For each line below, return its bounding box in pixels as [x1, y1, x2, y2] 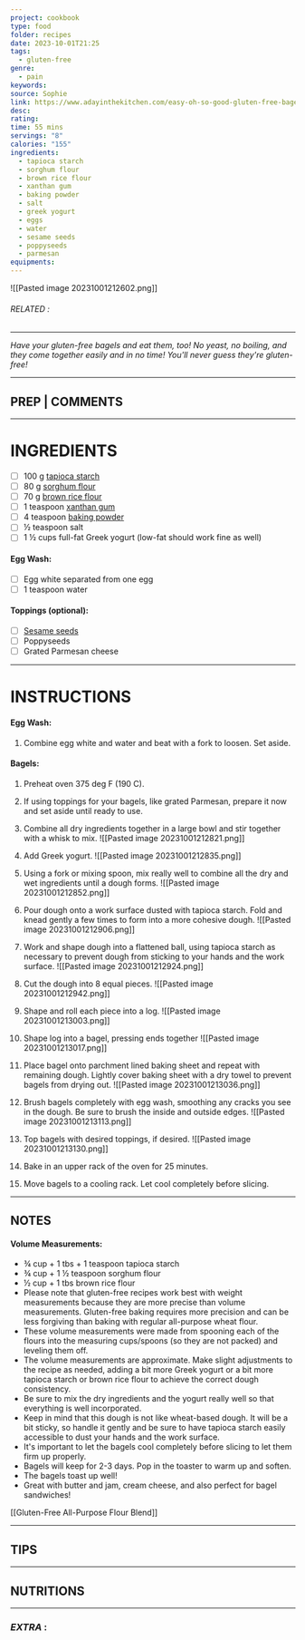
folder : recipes [10, 30, 71, 39]
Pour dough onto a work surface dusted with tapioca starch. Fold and [23, 904, 283, 916]
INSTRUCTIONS [10, 686, 132, 707]
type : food [10, 22, 52, 31]
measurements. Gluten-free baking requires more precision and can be [23, 1306, 289, 1317]
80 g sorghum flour [23, 481, 96, 492]
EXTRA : [10, 1620, 48, 1633]
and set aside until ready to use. [23, 805, 143, 816]
